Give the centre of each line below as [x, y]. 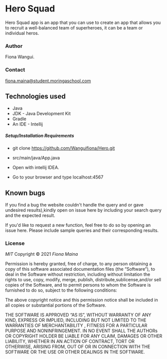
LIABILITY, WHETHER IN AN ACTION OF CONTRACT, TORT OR [70, 342]
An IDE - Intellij [28, 124]
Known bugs [25, 193]
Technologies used [35, 96]
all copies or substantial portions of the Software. [56, 305]
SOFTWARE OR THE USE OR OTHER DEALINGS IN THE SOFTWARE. [75, 352]
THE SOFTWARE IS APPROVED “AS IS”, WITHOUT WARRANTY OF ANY [78, 315]
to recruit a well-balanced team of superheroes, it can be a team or [74, 27]
